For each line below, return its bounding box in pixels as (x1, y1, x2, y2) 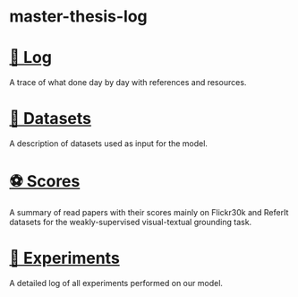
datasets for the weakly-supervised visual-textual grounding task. (9, 217, 252, 227)
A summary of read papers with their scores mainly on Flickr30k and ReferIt (9, 207, 289, 217)
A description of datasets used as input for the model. (9, 138, 209, 149)
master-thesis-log (9, 6, 148, 27)
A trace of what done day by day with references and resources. (9, 77, 247, 88)
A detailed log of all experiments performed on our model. (9, 277, 224, 288)
